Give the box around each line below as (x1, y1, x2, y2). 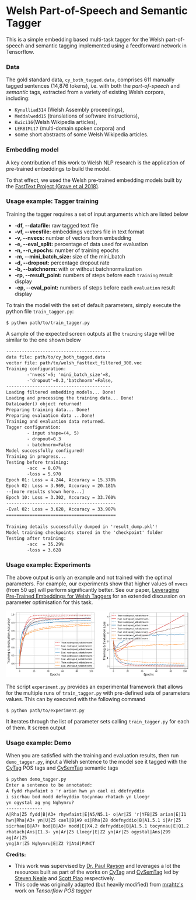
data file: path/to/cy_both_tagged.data (6, 354, 106, 360)
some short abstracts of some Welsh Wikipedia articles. (14, 131, 149, 138)
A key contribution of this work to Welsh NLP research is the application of (6, 159, 185, 166)
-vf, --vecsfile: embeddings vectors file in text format (14, 228, 144, 235)
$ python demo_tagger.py (6, 776, 66, 782)
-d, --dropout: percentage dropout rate (14, 259, 110, 266)
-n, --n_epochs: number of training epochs (14, 247, 119, 254)
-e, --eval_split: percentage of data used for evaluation (14, 240, 148, 247)
